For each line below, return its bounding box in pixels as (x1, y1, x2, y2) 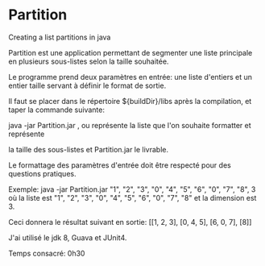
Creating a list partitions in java (8, 32, 111, 42)
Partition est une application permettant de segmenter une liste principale (8, 48, 253, 57)
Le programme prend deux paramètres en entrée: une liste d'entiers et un (8, 72, 252, 81)
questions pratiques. (8, 168, 77, 178)
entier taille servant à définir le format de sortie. (8, 81, 167, 90)
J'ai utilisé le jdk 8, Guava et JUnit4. (8, 232, 127, 243)
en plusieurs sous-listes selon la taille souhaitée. (8, 56, 169, 66)
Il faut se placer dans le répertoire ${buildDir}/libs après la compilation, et (8, 96, 252, 106)
